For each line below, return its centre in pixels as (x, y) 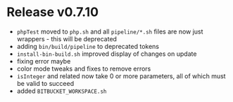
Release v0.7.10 (53, 12)
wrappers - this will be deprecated (67, 38)
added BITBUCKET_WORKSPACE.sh (62, 91)
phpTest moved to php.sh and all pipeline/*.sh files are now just (110, 31)
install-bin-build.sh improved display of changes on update (107, 54)
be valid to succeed (45, 83)
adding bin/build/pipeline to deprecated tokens (88, 46)
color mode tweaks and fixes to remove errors (84, 68)
